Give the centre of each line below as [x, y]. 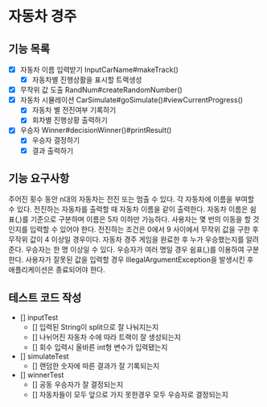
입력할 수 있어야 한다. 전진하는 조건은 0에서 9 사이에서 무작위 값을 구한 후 [144, 230]
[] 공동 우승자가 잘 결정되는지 [78, 384]
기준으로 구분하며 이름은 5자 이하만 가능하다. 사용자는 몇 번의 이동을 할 [141, 219]
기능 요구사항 [39, 178]
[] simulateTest [45, 356]
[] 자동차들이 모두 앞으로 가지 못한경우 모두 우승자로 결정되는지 [130, 395]
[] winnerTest [42, 375]
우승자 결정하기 [56, 140]
